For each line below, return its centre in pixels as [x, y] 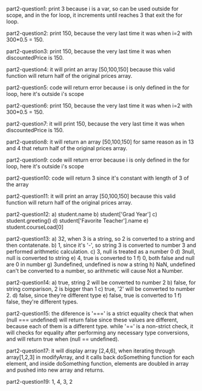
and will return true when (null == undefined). [63, 339]
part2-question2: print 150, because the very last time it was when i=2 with [99, 33]
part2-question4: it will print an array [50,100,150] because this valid [90, 69]
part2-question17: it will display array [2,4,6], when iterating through [90, 351]
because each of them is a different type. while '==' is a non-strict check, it [100, 326]
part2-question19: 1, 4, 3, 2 [39, 382]
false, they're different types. [42, 302]
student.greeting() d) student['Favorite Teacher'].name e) [77, 221]
